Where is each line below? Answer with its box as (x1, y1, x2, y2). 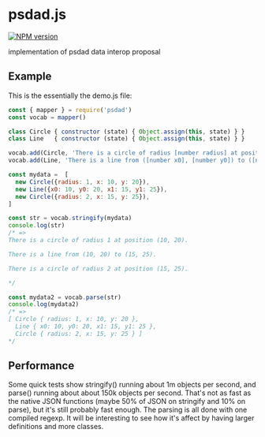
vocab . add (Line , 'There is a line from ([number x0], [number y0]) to (8, 156, 245, 165)
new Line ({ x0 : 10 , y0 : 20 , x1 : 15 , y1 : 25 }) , (15, 185, 168, 193)
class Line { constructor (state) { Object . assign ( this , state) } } (8, 135, 245, 143)
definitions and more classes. (8, 422, 104, 431)
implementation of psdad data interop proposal (8, 47, 161, 56)
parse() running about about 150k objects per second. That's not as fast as (8, 388, 252, 398)
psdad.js (8, 6, 67, 24)
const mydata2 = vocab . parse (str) (8, 293, 122, 301)
